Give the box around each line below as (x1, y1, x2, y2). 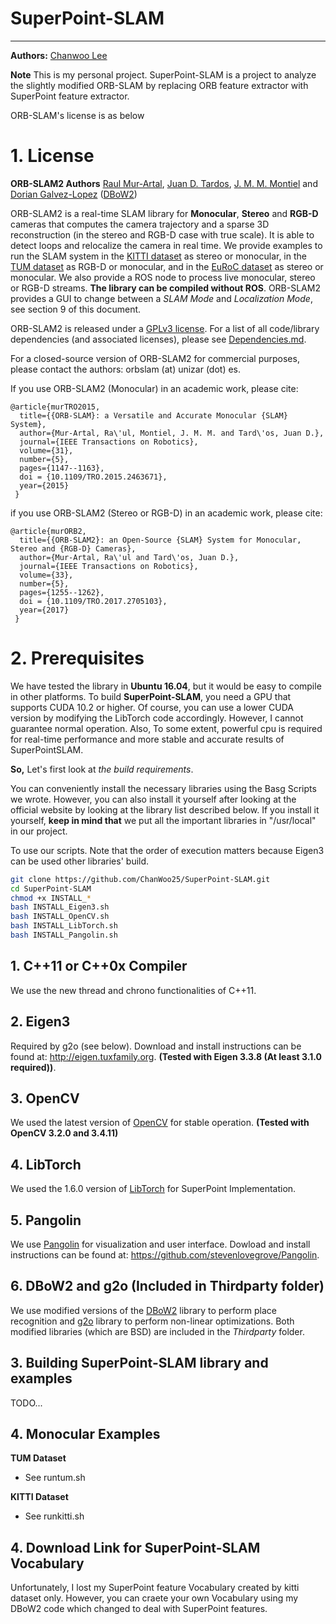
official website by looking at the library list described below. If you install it (10, 803, 320, 816)
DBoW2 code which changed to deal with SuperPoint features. (10, 1603, 268, 1615)
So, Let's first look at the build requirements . (10, 763, 194, 775)
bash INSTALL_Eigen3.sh (10, 902, 110, 912)
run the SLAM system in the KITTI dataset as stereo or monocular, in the (10, 250, 307, 262)
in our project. (10, 825, 68, 837)
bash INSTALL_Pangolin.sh (10, 930, 118, 941)
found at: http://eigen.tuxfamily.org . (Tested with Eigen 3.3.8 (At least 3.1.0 (10, 1050, 322, 1062)
